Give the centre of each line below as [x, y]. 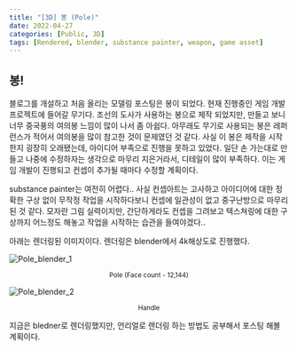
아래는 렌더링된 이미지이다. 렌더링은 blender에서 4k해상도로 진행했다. [129, 242]
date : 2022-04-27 [41, 26]
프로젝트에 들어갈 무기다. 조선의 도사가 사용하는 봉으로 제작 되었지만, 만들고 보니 [148, 115]
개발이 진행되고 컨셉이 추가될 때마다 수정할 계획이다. [108, 171]
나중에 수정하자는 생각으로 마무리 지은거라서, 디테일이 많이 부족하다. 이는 [151, 159]
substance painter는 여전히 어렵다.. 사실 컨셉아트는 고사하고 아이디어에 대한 [141, 189]
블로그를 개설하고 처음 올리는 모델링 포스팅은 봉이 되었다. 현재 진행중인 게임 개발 [148, 104]
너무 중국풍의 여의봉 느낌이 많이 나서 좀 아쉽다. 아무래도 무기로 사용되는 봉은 [141, 126]
